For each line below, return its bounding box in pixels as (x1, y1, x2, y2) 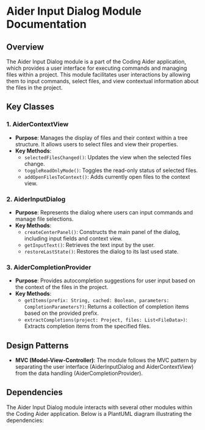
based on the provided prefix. (24, 309, 99, 317)
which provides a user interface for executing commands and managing (6, 64, 187, 72)
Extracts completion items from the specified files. (24, 323, 151, 330)
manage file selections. (15, 215, 74, 222)
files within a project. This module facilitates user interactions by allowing (6, 71, 191, 78)
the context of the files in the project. (15, 284, 109, 291)
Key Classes (6, 102, 55, 112)
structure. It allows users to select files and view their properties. (15, 140, 179, 148)
